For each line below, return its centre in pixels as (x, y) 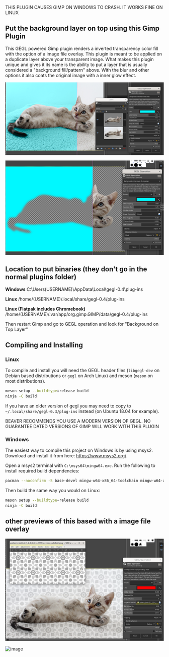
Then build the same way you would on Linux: (53, 491)
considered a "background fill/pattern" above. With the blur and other (77, 70)
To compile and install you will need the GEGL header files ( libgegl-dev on (82, 371)
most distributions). (25, 381)
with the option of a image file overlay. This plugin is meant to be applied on (84, 54)
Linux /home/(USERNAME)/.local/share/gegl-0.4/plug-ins (65, 299)
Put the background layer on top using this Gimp (82, 28)
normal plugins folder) (41, 277)
